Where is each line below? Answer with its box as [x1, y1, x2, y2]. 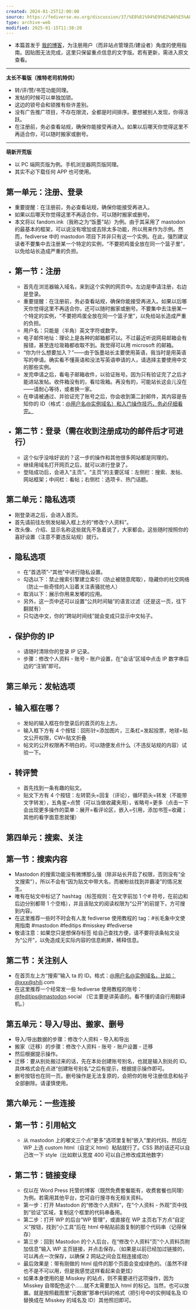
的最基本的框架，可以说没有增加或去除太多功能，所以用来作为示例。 [14, 226, 178, 233]
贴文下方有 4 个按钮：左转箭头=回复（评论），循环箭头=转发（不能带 [23, 791, 188, 799]
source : [6, 14, 25, 20]
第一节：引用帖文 [14, 1120, 76, 1130]
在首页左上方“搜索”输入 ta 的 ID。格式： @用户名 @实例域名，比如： [14, 972, 176, 979]
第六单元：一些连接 [6, 1098, 75, 1108]
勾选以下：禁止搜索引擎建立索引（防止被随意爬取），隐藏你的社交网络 [23, 576, 190, 583]
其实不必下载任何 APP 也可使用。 [14, 168, 94, 176]
